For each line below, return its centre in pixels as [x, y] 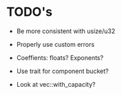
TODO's [30, 12]
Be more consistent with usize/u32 [65, 31]
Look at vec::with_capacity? [56, 84]
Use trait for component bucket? [62, 71]
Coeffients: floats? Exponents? [60, 57]
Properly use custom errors [55, 44]
